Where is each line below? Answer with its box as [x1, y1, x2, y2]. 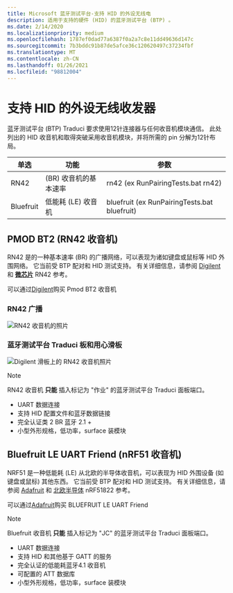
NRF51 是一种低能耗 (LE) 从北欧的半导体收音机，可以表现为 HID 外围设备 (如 [7, 468, 224, 476]
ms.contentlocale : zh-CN [7, 56, 79, 62]
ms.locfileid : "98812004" [7, 68, 82, 75]
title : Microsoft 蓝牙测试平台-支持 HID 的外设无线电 [7, 10, 151, 17]
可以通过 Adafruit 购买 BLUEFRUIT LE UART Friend [7, 501, 148, 509]
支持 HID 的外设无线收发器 [7, 100, 156, 116]
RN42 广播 [7, 304, 43, 314]
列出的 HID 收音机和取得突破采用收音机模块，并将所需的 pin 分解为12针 [7, 133, 210, 142]
